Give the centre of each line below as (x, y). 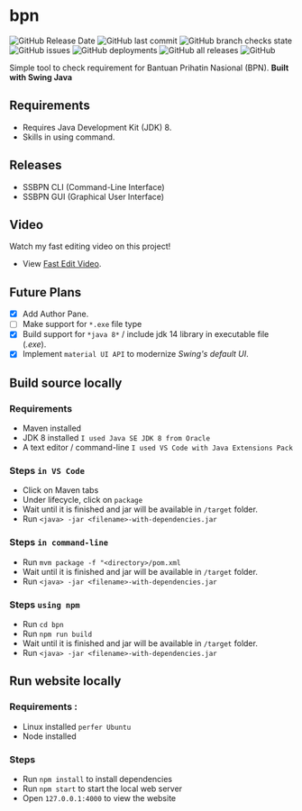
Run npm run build (57, 634)
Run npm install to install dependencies (97, 779)
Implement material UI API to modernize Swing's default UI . (136, 354)
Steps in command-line (59, 542)
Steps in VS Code (47, 471)
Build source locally (66, 383)
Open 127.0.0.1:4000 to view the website (99, 798)
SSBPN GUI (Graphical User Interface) (93, 196)
